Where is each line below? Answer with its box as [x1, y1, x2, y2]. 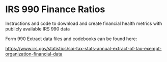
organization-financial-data [5, 51, 63, 57]
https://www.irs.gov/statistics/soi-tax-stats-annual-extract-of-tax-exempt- [5, 45, 162, 51]
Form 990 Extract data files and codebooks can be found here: [5, 36, 137, 42]
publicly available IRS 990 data [5, 25, 70, 32]
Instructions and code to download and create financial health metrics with [5, 20, 162, 26]
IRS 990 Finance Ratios [5, 4, 105, 15]
